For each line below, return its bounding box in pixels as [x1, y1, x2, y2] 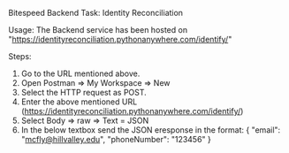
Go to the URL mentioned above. [20, 68, 141, 79]
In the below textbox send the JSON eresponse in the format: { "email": [20, 125, 281, 135]
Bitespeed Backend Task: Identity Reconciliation [8, 8, 183, 18]
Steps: [8, 51, 32, 61]
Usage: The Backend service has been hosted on [8, 25, 187, 34]
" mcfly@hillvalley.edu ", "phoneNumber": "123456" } [20, 134, 211, 144]
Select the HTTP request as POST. [20, 88, 147, 97]
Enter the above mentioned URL [20, 96, 138, 107]
